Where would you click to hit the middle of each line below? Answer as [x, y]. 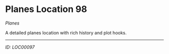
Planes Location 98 [46, 9]
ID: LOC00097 [20, 47]
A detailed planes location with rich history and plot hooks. [66, 32]
